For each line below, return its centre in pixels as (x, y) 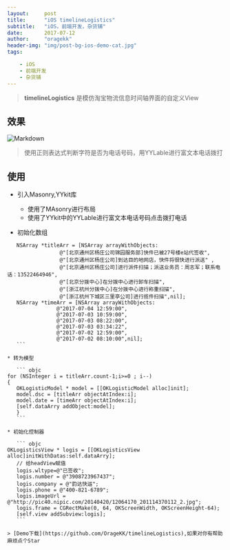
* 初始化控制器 (26, 432)
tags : (15, 52)
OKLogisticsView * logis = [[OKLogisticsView (73, 450)
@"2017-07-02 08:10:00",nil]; (100, 339)
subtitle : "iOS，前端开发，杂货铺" (56, 26)
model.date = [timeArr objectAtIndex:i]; (76, 400)
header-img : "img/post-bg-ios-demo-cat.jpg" (72, 45)
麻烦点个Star (24, 541)
